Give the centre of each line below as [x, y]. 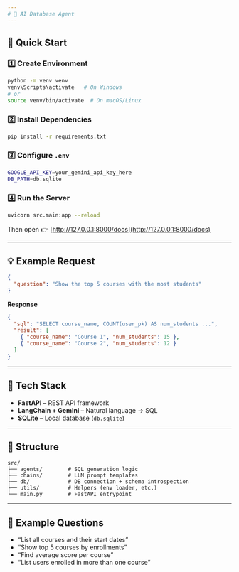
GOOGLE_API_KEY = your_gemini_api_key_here [70, 173]
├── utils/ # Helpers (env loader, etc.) [83, 488]
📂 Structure [33, 447]
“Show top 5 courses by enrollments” [72, 547]
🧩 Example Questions [56, 523]
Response [22, 304]
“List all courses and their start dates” [73, 540]
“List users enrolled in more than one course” [84, 563]
